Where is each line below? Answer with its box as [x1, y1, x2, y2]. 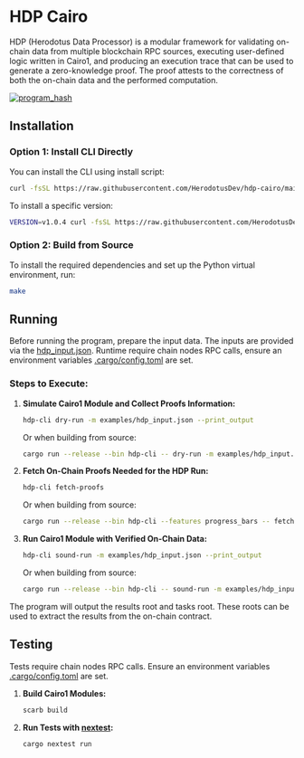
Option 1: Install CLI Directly [9, 146, 134, 158]
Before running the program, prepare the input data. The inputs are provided [9, 336, 294, 346]
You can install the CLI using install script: [9, 166, 165, 177]
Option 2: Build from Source [9, 239, 134, 251]
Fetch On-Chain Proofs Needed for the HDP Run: [22, 466, 209, 477]
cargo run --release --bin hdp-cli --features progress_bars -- [22, 517, 271, 526]
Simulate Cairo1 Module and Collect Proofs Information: [22, 398, 236, 409]
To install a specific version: [9, 200, 113, 211]
